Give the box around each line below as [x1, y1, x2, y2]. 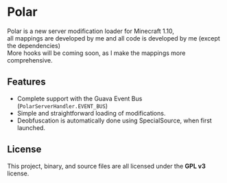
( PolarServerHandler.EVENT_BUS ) [16, 101, 108, 110]
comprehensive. [7, 56, 53, 64]
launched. [16, 123, 46, 131]
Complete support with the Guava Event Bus [16, 94, 143, 103]
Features [7, 76, 46, 88]
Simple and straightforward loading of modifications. [16, 109, 166, 117]
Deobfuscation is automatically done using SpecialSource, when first [16, 116, 213, 125]
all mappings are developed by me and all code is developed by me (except [7, 34, 221, 42]
